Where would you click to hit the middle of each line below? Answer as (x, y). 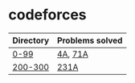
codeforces (47, 15)
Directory (31, 40)
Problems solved (90, 40)
